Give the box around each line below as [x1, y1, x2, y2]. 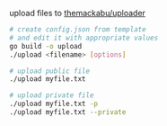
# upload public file [9, 67, 91, 76]
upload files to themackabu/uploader [9, 8, 146, 18]
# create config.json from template [9, 25, 146, 34]
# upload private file [9, 91, 94, 100]
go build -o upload [9, 41, 83, 50]
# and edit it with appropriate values [9, 33, 159, 42]
